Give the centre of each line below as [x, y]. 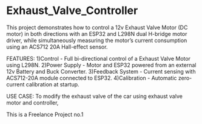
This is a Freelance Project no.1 [45, 114]
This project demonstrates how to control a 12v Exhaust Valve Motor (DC [97, 27]
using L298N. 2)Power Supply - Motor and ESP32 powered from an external [101, 65]
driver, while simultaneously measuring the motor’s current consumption [97, 40]
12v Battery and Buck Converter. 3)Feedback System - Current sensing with [101, 71]
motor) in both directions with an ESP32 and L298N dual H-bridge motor [97, 33]
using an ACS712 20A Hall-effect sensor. [57, 47]
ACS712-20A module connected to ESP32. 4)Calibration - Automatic [92, 78]
